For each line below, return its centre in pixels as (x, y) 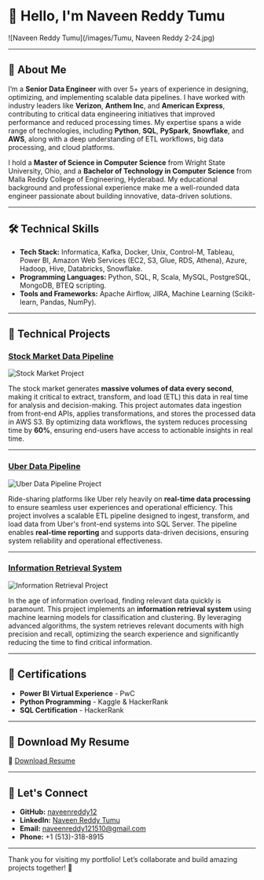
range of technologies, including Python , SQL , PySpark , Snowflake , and (126, 130)
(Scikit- (244, 293)
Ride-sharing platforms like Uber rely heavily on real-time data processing (130, 499)
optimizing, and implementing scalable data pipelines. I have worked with (126, 97)
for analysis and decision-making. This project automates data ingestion (125, 405)
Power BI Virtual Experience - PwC (77, 693)
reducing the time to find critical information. (80, 642)
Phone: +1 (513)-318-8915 (62, 837)
